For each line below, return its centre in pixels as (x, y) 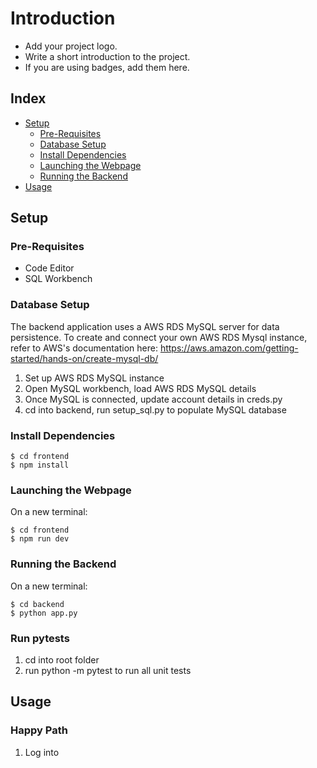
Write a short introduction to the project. (107, 56)
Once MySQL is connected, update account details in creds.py (153, 399)
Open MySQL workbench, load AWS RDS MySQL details (140, 388)
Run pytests (40, 638)
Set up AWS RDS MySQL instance (94, 378)
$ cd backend (37, 604)
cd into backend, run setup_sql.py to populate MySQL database (155, 409)
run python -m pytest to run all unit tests (108, 670)
